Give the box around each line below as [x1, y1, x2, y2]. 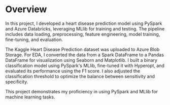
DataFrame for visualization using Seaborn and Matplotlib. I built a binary [5, 57, 157, 63]
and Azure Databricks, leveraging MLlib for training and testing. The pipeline [5, 25, 165, 31]
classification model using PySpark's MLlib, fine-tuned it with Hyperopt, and [5, 62, 165, 68]
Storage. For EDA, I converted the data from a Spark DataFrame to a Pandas [5, 52, 164, 58]
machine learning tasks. [5, 94, 55, 100]
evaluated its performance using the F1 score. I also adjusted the [5, 67, 141, 74]
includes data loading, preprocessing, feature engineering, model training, [5, 31, 160, 37]
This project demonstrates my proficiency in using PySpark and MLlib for [5, 88, 158, 94]
